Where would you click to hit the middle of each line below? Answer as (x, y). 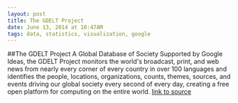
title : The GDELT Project (45, 21)
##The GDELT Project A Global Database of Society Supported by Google (115, 54)
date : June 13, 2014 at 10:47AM (55, 27)
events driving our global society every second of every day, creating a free (118, 84)
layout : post (27, 14)
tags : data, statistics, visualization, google (79, 34)
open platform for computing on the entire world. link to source (99, 92)
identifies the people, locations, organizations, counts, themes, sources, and (119, 77)
